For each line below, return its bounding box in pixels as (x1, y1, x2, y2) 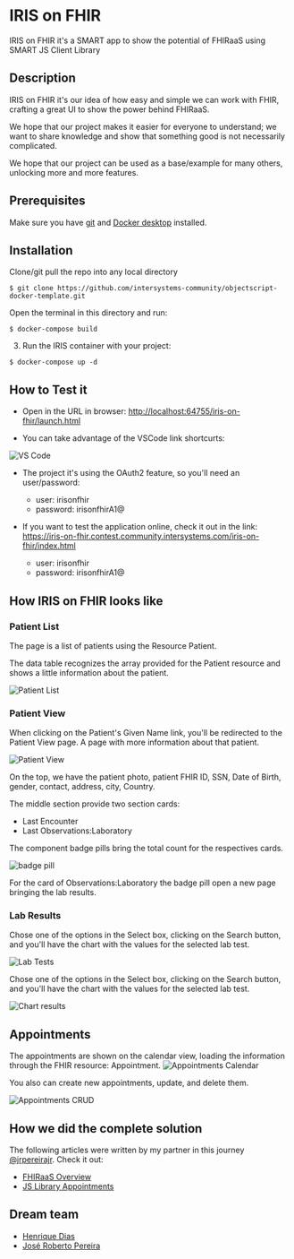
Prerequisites (9, 194, 86, 209)
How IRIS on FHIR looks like (9, 593, 164, 608)
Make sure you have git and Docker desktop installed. (9, 217, 207, 228)
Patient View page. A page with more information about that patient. (9, 737, 260, 748)
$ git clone (9, 284, 54, 293)
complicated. (9, 140, 58, 151)
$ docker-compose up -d (9, 358, 98, 367)
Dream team (9, 1207, 79, 1222)
